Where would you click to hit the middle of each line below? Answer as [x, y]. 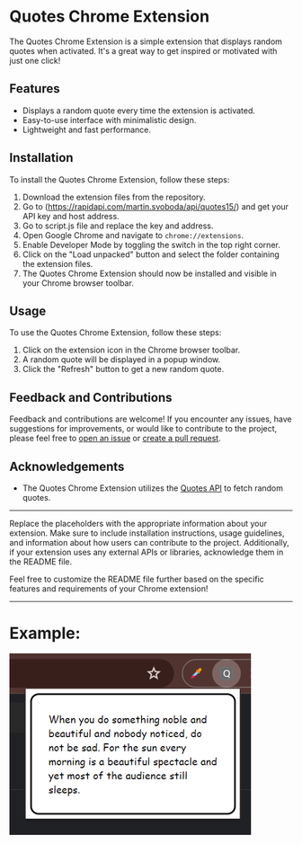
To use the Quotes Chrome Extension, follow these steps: [115, 333]
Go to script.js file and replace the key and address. [118, 226]
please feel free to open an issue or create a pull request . [115, 439]
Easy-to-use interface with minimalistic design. [109, 120]
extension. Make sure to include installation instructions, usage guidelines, [147, 533]
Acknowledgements [67, 466]
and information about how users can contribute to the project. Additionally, [149, 542]
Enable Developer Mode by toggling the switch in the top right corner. [151, 244]
